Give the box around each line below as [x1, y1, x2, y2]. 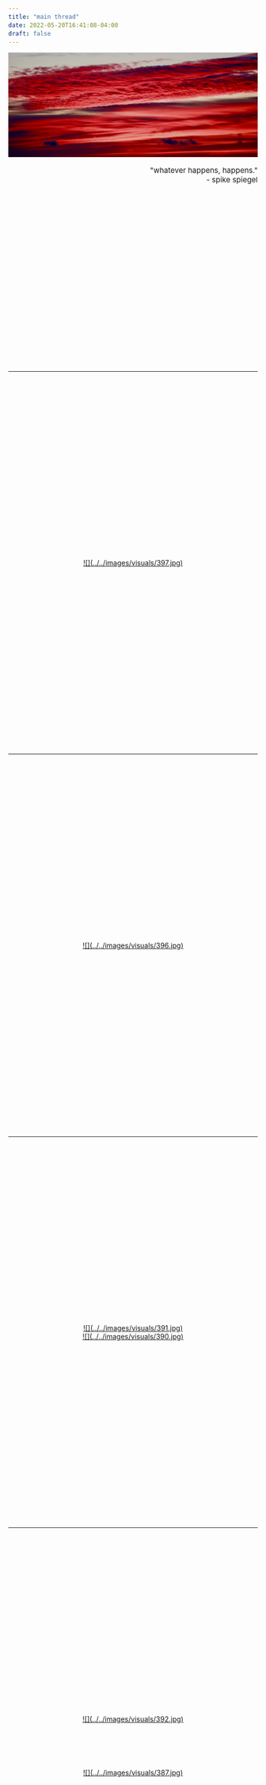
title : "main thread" [8, 13, 80, 21]
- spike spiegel [206, 174, 258, 186]
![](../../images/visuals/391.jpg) [82, 1323, 184, 1333]
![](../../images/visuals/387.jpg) [82, 1768, 184, 1778]
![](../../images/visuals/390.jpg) [82, 1332, 184, 1342]
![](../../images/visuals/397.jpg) [82, 558, 184, 568]
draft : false [8, 29, 51, 37]
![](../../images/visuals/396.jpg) [82, 940, 184, 951]
